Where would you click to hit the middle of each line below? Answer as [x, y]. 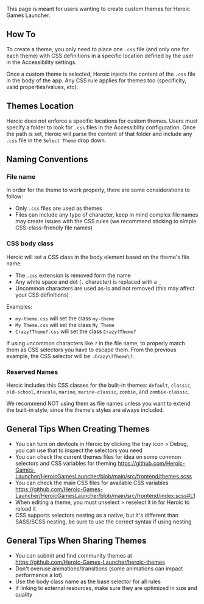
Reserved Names [32, 372]
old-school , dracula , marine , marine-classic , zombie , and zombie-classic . [98, 391]
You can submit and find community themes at [74, 555]
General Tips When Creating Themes [78, 429]
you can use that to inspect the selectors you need [79, 450]
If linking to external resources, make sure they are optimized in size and [106, 588]
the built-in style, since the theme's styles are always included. [85, 410]
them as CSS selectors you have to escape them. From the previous [91, 350]
